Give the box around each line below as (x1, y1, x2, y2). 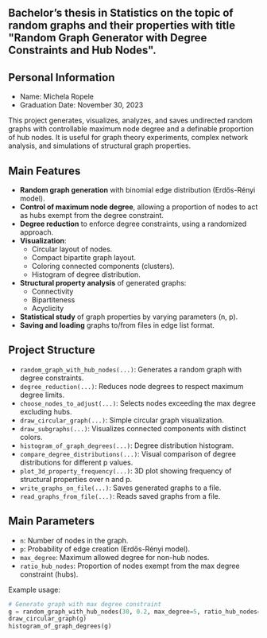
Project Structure (8, 344, 95, 357)
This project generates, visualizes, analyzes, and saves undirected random (8, 115, 253, 126)
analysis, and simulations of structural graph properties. (8, 141, 192, 150)
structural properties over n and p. (19, 474, 133, 484)
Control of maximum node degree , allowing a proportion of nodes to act (19, 202, 258, 212)
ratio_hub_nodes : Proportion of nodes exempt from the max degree (19, 561, 240, 570)
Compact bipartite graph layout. (31, 253, 137, 263)
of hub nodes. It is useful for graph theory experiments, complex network (8, 133, 249, 142)
